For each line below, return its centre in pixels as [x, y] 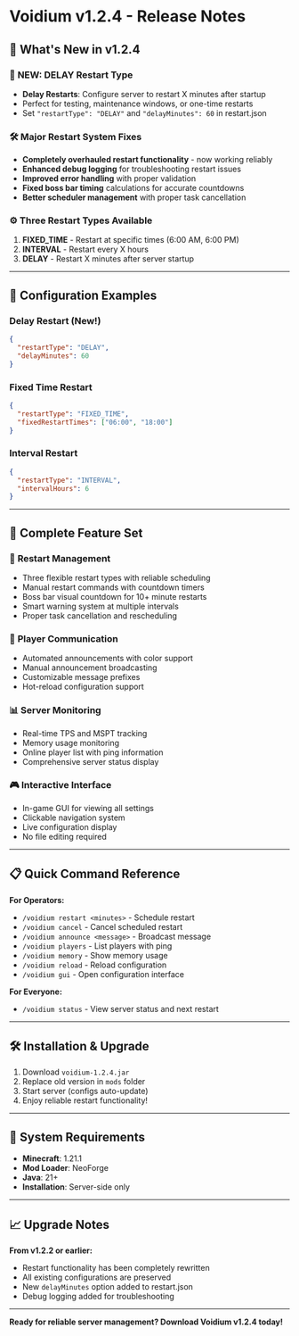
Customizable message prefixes [81, 677]
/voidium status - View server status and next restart [121, 1008]
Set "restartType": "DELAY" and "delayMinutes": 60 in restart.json [144, 112]
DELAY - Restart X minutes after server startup [108, 259]
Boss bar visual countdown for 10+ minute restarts [114, 596]
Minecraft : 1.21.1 [52, 1158]
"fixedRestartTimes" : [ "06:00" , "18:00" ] [95, 422]
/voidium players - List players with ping [97, 946]
